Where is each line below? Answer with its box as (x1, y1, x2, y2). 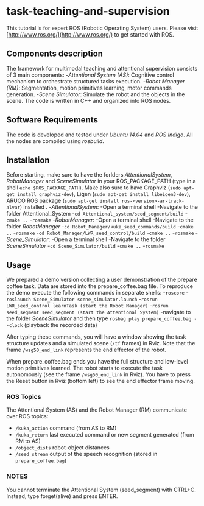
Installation (6, 155, 50, 165)
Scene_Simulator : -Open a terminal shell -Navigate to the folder (6, 236, 166, 243)
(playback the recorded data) (24, 322, 97, 329)
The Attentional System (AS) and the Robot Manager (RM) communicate (6, 406, 188, 413)
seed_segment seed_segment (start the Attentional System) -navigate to (6, 309, 191, 316)
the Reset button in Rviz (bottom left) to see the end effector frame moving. (6, 378, 195, 385)
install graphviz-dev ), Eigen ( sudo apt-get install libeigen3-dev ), (17, 191, 191, 198)
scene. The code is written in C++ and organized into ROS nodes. (6, 97, 171, 104)
